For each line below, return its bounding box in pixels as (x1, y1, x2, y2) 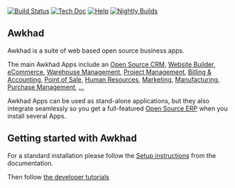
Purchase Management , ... (7, 83, 84, 91)
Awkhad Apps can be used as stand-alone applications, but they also (7, 96, 209, 105)
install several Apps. (7, 111, 67, 120)
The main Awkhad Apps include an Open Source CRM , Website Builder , (7, 60, 216, 68)
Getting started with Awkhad (7, 132, 137, 145)
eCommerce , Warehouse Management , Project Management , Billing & (7, 68, 212, 76)
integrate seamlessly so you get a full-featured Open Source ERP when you (7, 104, 229, 113)
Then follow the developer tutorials (7, 172, 110, 181)
